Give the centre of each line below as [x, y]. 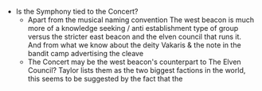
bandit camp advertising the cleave [86, 53]
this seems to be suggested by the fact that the [105, 79]
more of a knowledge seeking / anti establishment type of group [133, 28]
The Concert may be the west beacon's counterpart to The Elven [134, 62]
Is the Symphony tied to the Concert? [77, 11]
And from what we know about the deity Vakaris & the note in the [134, 45]
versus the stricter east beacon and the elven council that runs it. [134, 36]
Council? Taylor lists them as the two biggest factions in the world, [137, 70]
